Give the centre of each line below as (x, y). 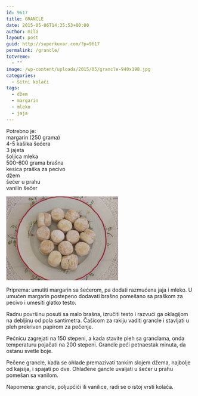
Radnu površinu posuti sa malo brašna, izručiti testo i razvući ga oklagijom (97, 314)
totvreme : (18, 57)
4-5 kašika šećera (28, 144)
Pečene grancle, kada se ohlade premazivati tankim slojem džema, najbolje (98, 362)
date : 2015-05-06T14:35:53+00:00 (48, 25)
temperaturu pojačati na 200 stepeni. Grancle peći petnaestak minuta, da (96, 344)
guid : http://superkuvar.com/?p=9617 (53, 44)
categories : (21, 75)
